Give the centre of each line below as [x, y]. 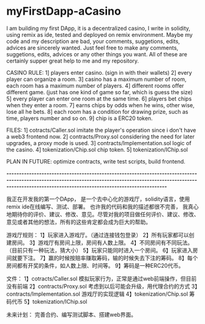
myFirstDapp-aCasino [64, 11]
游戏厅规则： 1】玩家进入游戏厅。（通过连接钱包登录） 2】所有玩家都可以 [98, 235]
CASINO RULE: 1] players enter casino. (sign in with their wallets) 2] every [99, 72]
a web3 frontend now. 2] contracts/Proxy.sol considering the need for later [100, 137]
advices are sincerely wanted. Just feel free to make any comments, [92, 48]
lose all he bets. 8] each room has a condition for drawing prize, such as [97, 111]
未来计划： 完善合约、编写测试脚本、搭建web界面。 [71, 314]
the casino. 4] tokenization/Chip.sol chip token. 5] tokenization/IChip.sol [97, 149]
